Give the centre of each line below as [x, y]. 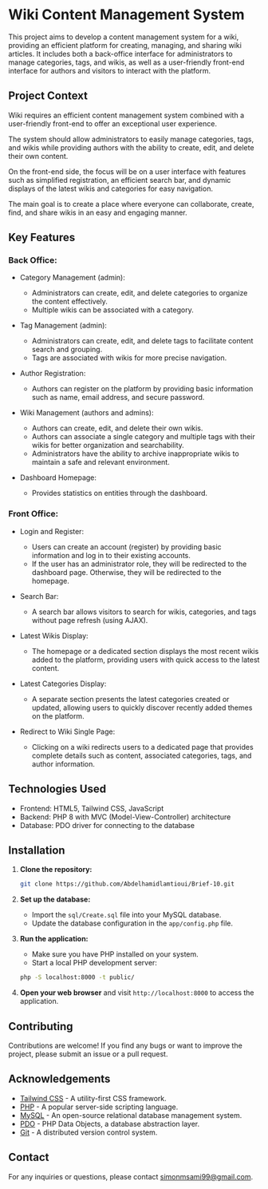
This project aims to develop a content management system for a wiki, [124, 37]
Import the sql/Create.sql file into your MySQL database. [126, 915]
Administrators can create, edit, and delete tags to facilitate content [142, 341]
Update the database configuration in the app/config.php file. [132, 923]
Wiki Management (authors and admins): [87, 413]
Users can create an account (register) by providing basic [126, 547]
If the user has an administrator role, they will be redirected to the [139, 564]
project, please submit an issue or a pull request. [88, 1054]
